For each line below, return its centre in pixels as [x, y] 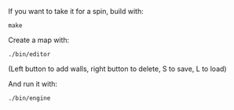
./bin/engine [29, 98]
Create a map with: [39, 40]
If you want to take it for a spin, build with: [76, 11]
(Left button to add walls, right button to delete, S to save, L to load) [117, 69]
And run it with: [33, 84]
